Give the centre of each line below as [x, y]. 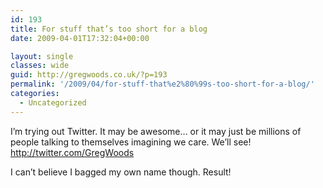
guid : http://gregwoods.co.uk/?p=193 [89, 75]
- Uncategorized [53, 102]
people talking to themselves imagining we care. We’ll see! [131, 142]
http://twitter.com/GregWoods [72, 152]
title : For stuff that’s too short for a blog [109, 29]
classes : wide [40, 66]
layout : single [42, 56]
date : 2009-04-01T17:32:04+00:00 [80, 38]
